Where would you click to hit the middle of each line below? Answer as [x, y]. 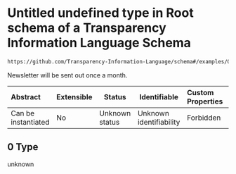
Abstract [26, 97]
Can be [23, 113]
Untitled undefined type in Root [101, 13]
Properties [205, 101]
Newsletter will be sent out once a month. [67, 75]
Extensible [74, 97]
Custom [201, 92]
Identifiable [159, 97]
